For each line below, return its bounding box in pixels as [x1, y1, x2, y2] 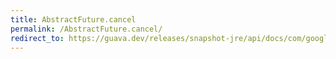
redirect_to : [10, 33, 65, 43]
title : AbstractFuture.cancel [10, 14, 137, 25]
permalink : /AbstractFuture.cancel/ [10, 24, 163, 34]
